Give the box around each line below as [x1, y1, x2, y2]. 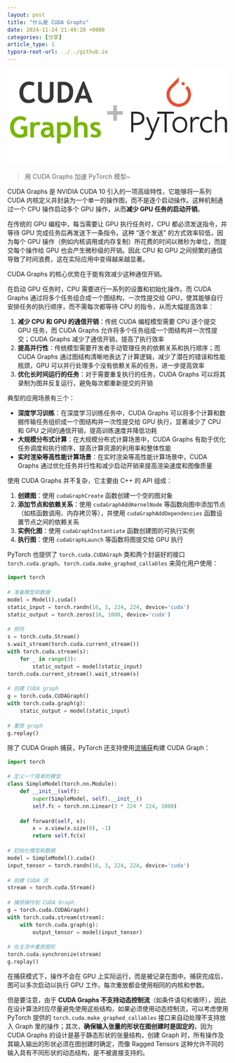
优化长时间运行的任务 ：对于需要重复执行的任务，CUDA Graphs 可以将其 [17, 370, 226, 379]
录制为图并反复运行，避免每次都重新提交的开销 [17, 379, 153, 387]
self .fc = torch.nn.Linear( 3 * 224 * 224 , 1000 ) [32, 802, 177, 810]
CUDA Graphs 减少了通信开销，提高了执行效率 [29, 335, 165, 344]
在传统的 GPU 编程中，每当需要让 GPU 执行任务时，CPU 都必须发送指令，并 [7, 220, 227, 228]
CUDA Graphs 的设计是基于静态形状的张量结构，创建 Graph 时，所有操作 [7, 1031, 218, 1040]
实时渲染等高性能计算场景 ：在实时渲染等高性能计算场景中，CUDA [17, 453, 208, 461]
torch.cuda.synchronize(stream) [7, 951, 102, 958]
